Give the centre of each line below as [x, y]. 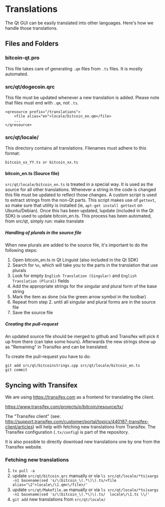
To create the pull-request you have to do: [48, 357]
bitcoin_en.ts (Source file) [32, 173]
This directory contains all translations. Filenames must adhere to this [76, 148]
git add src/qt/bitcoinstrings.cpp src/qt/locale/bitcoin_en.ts [73, 366]
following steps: [21, 250]
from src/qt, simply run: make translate [44, 221]
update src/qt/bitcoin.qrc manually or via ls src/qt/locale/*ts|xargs [85, 476]
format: [13, 153]
